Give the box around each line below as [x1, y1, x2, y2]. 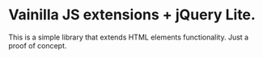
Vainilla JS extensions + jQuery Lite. [8, 6, 257, 24]
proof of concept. [8, 40, 67, 50]
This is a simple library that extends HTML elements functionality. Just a [8, 32, 249, 42]
